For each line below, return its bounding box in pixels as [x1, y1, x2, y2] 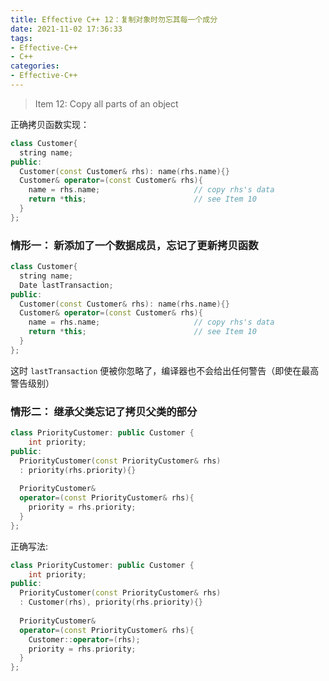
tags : [10, 33, 33, 43]
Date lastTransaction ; [19, 280, 114, 290]
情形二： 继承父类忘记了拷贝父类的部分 [10, 404, 198, 418]
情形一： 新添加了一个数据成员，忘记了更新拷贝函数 [10, 238, 259, 252]
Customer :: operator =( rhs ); [28, 634, 141, 645]
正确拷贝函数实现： [10, 118, 90, 130]
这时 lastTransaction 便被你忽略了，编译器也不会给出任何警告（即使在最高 [10, 364, 320, 376]
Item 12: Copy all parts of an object [34, 97, 179, 110]
